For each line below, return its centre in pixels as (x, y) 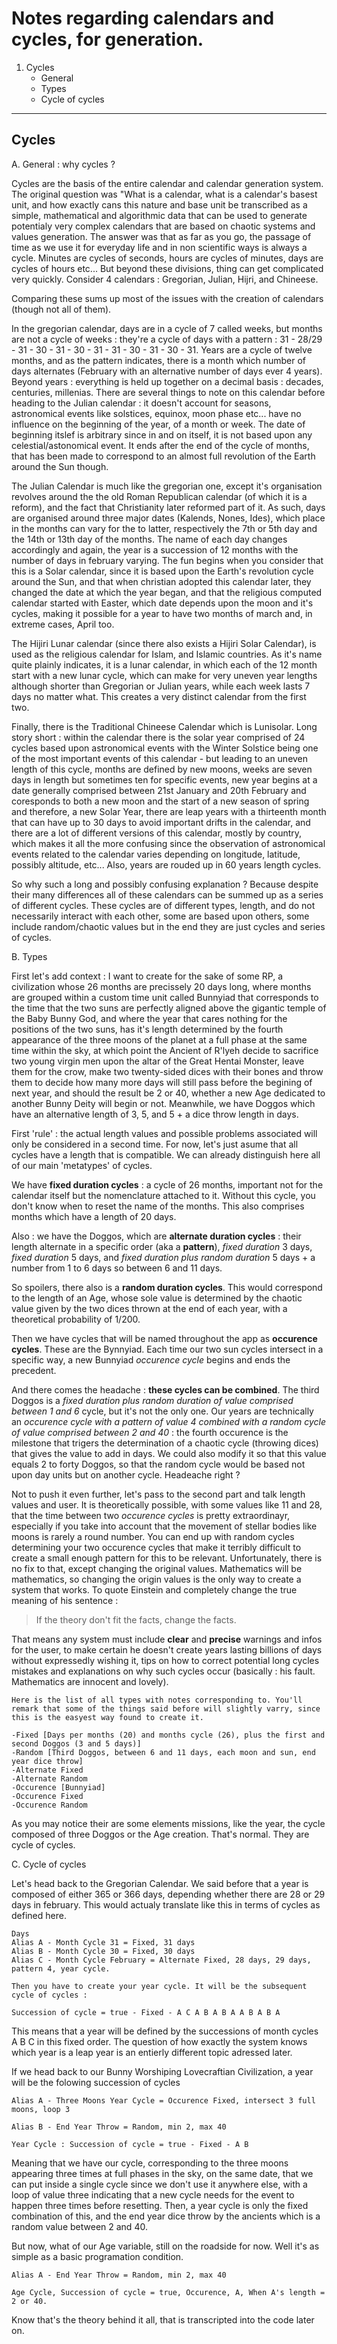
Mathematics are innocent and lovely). (90, 1681)
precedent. (34, 1370)
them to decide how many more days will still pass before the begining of (162, 1082)
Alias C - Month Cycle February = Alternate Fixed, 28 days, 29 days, (161, 1960)
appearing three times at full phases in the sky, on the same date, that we (162, 2173)
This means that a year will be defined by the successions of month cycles (165, 2031)
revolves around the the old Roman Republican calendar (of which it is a (159, 496)
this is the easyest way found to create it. (107, 1717)
